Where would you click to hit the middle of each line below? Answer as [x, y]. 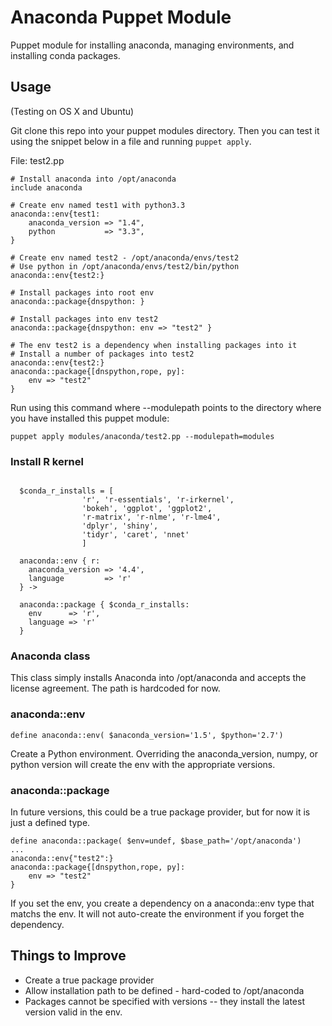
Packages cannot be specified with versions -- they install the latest [164, 1001]
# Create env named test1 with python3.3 [98, 205]
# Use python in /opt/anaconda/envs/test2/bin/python [125, 266]
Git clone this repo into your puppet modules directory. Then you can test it [165, 130]
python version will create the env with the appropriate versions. [143, 764]
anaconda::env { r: [60, 561]
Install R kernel [47, 461]
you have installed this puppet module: [90, 418]
